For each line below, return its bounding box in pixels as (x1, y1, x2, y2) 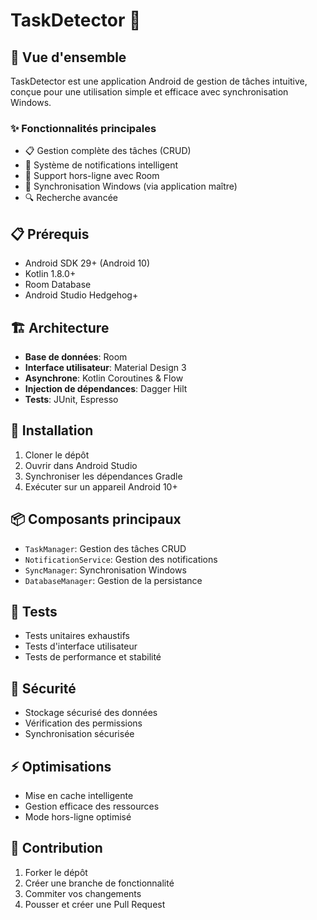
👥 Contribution (10, 840, 103, 857)
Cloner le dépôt (24, 449, 90, 461)
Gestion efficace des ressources (24, 800, 160, 812)
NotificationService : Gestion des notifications (24, 553, 218, 565)
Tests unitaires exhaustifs (24, 630, 130, 642)
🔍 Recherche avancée (24, 192, 118, 204)
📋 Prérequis (10, 225, 90, 243)
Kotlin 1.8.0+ (24, 268, 77, 280)
